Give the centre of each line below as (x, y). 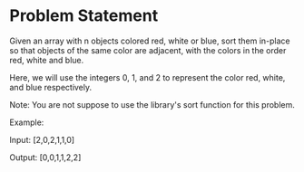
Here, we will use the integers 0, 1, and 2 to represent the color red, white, (147, 77)
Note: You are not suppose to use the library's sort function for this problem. (152, 104)
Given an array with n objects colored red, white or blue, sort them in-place (150, 41)
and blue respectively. (51, 87)
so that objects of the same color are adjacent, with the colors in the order (148, 50)
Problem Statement (84, 16)
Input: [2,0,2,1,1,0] (42, 139)
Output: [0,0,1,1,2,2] (45, 157)
